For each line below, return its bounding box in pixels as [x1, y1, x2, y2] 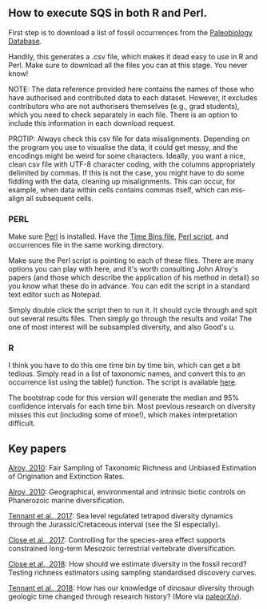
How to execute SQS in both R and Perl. [8, 6, 208, 20]
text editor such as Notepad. [8, 290, 102, 300]
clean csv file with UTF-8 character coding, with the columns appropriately [8, 159, 256, 169]
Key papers [8, 442, 66, 455]
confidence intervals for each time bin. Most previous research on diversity [8, 401, 256, 411]
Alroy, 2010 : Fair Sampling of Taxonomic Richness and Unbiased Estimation [8, 463, 257, 473]
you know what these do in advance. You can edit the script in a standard [8, 281, 250, 291]
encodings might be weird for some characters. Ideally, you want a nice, [8, 151, 246, 160]
